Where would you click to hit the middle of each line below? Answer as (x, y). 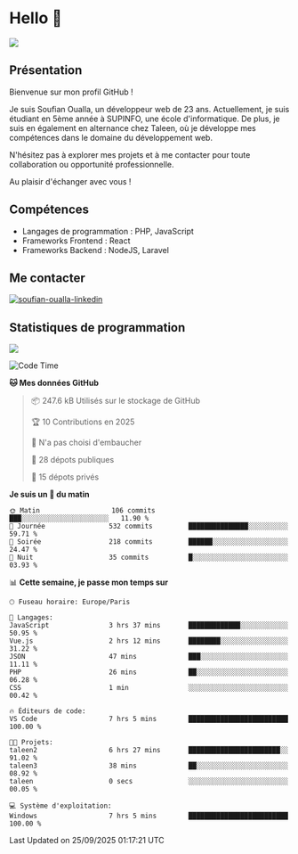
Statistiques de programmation (97, 328)
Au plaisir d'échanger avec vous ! (70, 181)
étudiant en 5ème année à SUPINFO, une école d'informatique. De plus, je (145, 119)
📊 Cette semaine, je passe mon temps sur (89, 582)
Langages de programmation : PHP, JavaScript (108, 231)
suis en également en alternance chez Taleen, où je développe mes (133, 127)
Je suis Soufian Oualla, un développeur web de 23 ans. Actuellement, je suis (149, 109)
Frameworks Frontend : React (76, 241)
